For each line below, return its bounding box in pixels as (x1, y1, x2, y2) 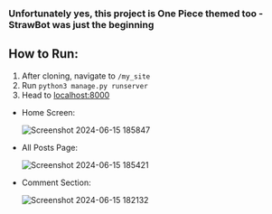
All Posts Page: (21, 142, 79, 153)
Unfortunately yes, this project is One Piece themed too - (8, 7, 264, 20)
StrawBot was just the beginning (8, 18, 155, 31)
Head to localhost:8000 (21, 89, 110, 100)
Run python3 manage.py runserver (21, 79, 148, 90)
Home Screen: (21, 107, 76, 117)
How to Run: (8, 46, 79, 61)
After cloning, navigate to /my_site (21, 70, 151, 81)
